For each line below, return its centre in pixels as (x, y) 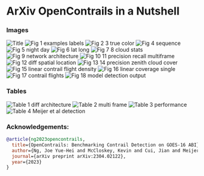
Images (18, 30)
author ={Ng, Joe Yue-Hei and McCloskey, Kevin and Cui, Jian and (96, 151)
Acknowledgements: (38, 127)
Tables (16, 91)
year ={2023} (27, 162)
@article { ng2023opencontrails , (46, 140)
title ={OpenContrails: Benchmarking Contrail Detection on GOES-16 (99, 145)
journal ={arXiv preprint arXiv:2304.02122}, (69, 156)
